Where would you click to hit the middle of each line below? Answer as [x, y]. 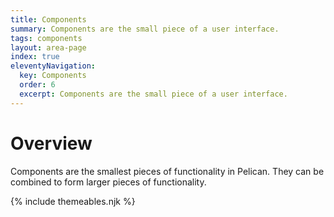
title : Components [48, 19]
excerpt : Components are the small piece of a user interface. [153, 94]
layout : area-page [48, 47]
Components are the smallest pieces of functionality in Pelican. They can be [167, 171]
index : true [35, 57]
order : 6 [37, 85]
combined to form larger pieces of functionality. [108, 182]
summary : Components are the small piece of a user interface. [145, 29]
